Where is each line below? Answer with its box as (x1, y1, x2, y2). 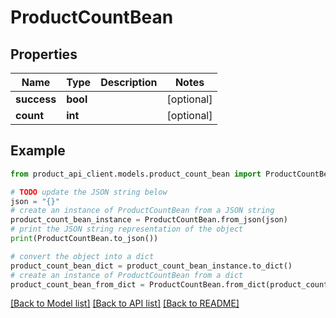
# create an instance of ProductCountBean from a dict (10, 270, 244, 280)
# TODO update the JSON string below (10, 187, 168, 197)
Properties (10, 46, 78, 63)
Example (10, 142, 66, 160)
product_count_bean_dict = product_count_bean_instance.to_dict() (10, 261, 293, 271)
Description (100, 76, 158, 89)
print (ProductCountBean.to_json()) (10, 234, 159, 244)
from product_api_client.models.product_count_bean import (10, 169, 262, 179)
